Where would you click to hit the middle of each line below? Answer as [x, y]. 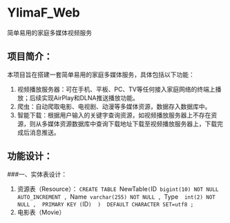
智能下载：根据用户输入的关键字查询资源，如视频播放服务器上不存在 [114, 115]
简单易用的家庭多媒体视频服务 [49, 32]
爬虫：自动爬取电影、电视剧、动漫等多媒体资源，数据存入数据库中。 [114, 106]
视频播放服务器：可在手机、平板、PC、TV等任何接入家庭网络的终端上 [116, 89]
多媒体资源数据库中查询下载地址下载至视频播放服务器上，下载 [129, 124]
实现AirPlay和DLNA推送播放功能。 [90, 97]
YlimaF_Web [44, 13]
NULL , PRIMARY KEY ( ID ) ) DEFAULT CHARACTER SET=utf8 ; [105, 204]
